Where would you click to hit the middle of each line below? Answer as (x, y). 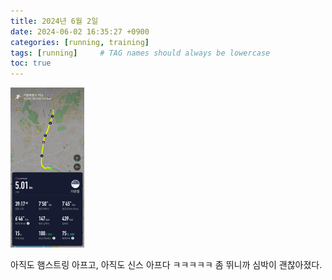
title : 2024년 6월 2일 (54, 21)
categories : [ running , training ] (80, 42)
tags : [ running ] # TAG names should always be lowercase (140, 53)
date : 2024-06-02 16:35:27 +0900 (80, 31)
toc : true (31, 63)
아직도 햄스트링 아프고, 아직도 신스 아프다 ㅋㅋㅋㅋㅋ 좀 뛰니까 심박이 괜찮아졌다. (166, 265)
